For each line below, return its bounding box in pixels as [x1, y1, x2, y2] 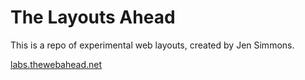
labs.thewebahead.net [10, 58, 103, 70]
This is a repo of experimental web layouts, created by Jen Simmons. [10, 39, 295, 51]
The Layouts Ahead [10, 6, 176, 29]
